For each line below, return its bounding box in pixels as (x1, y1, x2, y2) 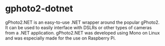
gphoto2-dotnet (5, 3, 73, 14)
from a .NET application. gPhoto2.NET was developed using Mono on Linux (5, 30, 161, 36)
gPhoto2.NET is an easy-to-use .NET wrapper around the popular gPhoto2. (5, 19, 160, 25)
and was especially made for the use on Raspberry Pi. (5, 35, 116, 41)
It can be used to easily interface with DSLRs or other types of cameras (5, 24, 152, 30)
